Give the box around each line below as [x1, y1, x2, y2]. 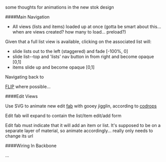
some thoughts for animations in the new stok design [5, 4, 114, 10]
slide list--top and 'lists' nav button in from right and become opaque [12, 53, 155, 59]
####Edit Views [5, 93, 38, 99]
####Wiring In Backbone [5, 142, 57, 148]
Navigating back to [5, 74, 44, 79]
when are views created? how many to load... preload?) [12, 29, 126, 34]
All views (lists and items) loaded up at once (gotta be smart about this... [12, 23, 161, 29]
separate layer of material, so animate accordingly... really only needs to [5, 127, 153, 133]
